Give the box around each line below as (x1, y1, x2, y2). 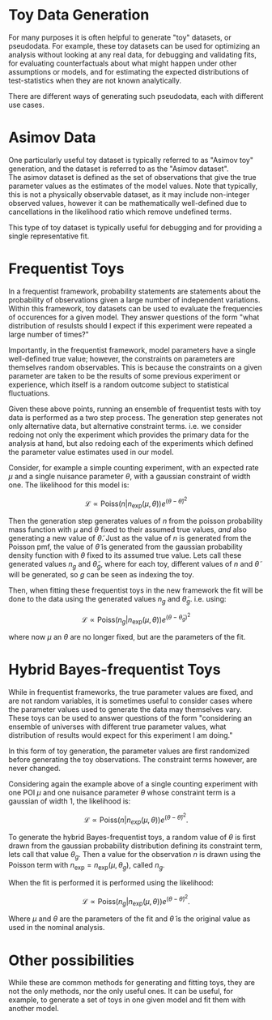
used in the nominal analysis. (8, 923, 105, 932)
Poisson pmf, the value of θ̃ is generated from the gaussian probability (8, 542, 243, 552)
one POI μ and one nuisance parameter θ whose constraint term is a (8, 788, 236, 798)
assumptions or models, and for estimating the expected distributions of (8, 66, 249, 76)
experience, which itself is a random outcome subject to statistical (8, 379, 229, 389)
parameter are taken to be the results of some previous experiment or (8, 371, 241, 380)
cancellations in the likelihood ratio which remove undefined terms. (8, 207, 232, 216)
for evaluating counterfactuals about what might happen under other (8, 58, 237, 68)
